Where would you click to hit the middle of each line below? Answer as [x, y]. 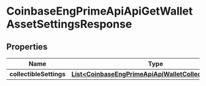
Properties [27, 47]
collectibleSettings [37, 74]
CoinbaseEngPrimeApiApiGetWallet [100, 11]
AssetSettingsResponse [69, 24]
